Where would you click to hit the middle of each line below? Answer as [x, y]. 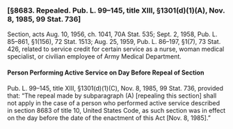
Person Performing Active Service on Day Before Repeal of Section [106, 73]
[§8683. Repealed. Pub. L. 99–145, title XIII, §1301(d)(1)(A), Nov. [116, 10]
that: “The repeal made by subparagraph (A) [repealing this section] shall [112, 96]
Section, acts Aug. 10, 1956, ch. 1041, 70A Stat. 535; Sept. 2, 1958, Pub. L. [112, 34]
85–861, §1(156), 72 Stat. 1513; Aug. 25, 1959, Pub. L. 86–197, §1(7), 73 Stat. [114, 42]
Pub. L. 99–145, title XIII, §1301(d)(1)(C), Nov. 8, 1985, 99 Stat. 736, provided [115, 88]
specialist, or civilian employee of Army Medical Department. [95, 56]
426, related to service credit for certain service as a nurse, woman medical [116, 49]
